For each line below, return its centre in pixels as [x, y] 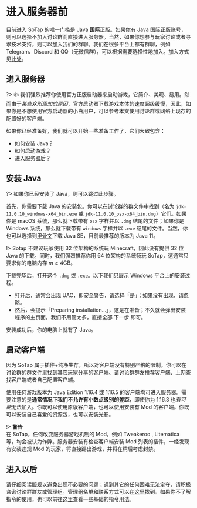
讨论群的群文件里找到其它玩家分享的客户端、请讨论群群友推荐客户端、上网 [96, 372]
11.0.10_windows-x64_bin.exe [42, 214]
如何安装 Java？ [34, 143]
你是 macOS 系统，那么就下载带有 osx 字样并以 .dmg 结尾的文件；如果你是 [95, 220]
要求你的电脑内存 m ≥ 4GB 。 [41, 263]
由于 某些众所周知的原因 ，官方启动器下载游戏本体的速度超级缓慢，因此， [98, 103]
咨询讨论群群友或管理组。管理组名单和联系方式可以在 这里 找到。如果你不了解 [98, 492]
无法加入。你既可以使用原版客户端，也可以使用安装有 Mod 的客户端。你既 [100, 407]
